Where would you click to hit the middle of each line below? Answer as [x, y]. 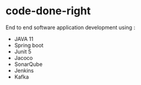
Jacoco [24, 58]
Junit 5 [23, 51]
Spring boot [29, 45]
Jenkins [24, 70]
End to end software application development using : [70, 27]
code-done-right [48, 11]
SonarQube [28, 64]
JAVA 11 [24, 39]
